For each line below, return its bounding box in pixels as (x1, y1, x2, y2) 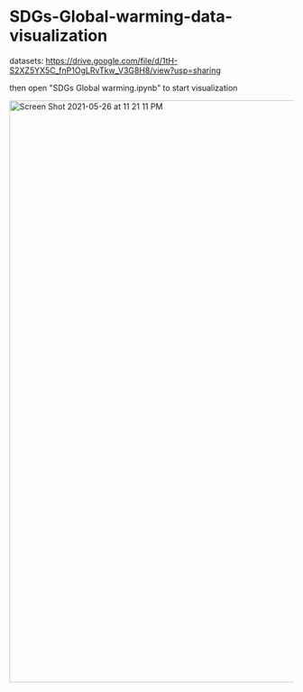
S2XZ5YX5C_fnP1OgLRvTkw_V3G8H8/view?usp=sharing (9, 65, 221, 76)
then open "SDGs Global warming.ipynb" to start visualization (9, 82, 238, 93)
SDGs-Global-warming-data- (9, 6, 233, 27)
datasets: (9, 55, 44, 66)
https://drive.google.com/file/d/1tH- (45, 55, 179, 66)
